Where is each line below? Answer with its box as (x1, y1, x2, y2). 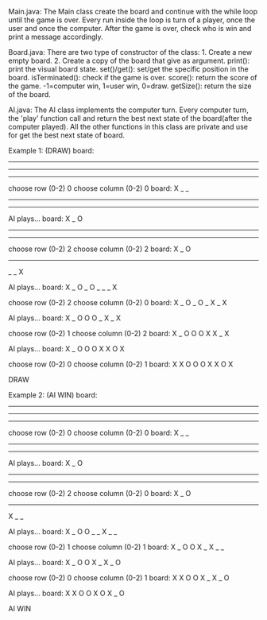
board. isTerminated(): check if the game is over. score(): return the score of (8, 73, 257, 82)
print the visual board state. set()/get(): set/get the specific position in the (8, 64, 249, 74)
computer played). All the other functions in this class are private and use (8, 122, 249, 131)
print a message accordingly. (8, 32, 103, 41)
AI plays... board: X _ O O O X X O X (8, 344, 125, 353)
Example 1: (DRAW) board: (8, 146, 95, 155)
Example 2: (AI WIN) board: (8, 390, 98, 400)
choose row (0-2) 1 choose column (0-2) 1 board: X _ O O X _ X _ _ (8, 542, 225, 552)
